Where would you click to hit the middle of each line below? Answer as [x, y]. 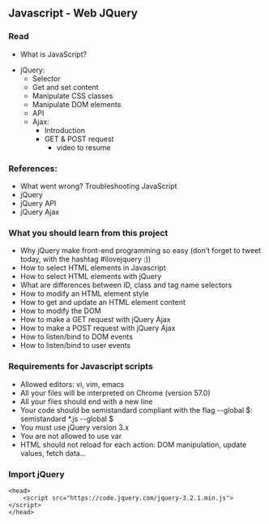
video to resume [83, 147]
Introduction [64, 130]
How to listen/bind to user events [75, 346]
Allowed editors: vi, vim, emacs [72, 384]
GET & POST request [79, 139]
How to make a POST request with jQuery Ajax [98, 329]
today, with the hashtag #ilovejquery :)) [85, 260]
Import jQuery [36, 474]
